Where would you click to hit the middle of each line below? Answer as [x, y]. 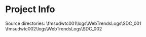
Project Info [30, 9]
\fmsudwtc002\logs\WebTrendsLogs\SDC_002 [54, 28]
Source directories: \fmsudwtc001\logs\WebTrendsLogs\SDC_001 [73, 23]
